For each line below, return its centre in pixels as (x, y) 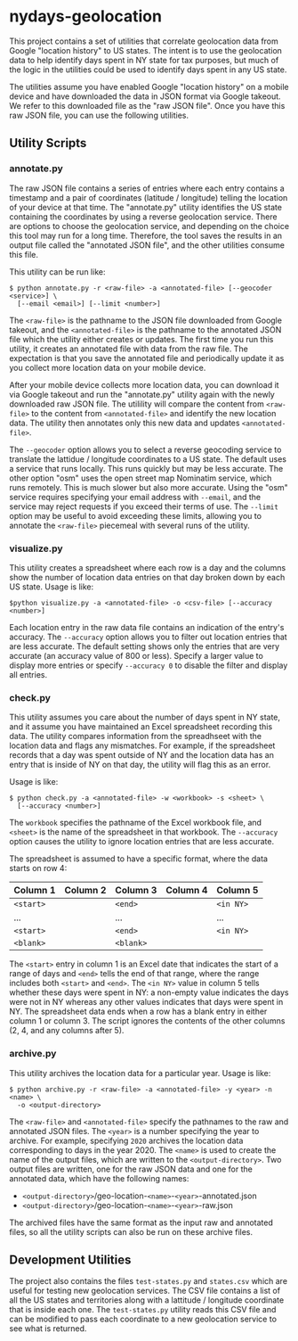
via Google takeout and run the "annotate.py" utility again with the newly (142, 394)
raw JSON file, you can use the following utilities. (99, 115)
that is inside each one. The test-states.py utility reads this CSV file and (143, 1310)
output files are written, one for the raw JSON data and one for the (131, 1169)
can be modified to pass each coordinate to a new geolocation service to (143, 1319)
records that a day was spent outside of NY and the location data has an (141, 755)
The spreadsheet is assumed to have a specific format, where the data (139, 859)
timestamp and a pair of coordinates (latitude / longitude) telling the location (149, 197)
